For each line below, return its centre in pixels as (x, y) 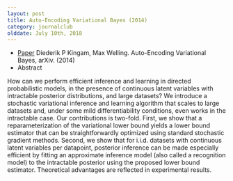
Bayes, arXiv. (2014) (46, 61)
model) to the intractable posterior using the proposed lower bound (104, 163)
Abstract (30, 68)
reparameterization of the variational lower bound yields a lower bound (109, 125)
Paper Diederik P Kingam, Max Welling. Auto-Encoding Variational (112, 53)
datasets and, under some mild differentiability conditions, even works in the (116, 111)
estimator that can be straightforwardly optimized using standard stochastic (116, 133)
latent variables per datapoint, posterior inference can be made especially (113, 148)
